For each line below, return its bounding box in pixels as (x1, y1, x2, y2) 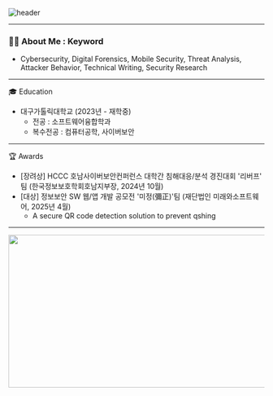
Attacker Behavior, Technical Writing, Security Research (19, 63, 208, 73)
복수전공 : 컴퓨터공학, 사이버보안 (32, 127, 135, 137)
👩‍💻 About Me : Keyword (8, 35, 104, 46)
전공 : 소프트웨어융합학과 (32, 117, 111, 126)
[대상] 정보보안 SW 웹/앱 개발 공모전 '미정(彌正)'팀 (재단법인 (19, 191, 211, 201)
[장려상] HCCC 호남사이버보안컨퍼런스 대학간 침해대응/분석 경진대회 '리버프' (19, 171, 262, 181)
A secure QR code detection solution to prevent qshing (32, 211, 217, 221)
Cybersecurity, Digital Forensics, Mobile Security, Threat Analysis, (19, 54, 242, 64)
